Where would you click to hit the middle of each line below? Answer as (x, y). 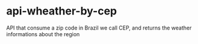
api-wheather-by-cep (62, 11)
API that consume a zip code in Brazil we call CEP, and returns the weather (99, 28)
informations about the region (43, 34)
